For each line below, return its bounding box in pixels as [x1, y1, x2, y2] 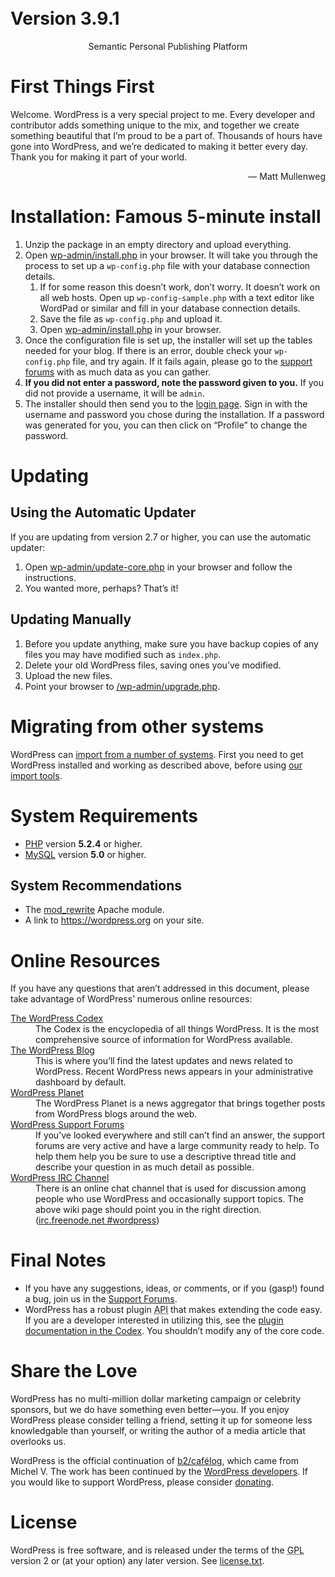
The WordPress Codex [10, 1012, 104, 1025]
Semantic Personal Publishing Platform [88, 40, 248, 52]
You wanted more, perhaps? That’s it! [24, 582, 179, 594]
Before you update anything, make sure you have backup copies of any [24, 637, 319, 650]
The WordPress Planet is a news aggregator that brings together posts [35, 1097, 326, 1110]
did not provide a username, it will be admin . [24, 387, 205, 399]
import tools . [10, 769, 63, 781]
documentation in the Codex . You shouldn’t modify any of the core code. [24, 1325, 325, 1337]
